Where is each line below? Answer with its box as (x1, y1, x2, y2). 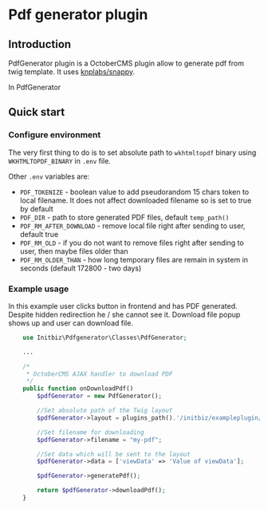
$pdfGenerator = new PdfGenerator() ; (37, 393, 162, 400)
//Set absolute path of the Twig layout (37, 407, 173, 415)
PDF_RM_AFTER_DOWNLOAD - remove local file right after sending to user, (19, 221, 246, 231)
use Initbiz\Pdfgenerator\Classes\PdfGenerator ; (22, 333, 187, 341)
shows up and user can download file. (8, 318, 134, 328)
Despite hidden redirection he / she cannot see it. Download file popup (8, 310, 241, 319)
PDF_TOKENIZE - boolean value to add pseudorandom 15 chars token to (19, 187, 250, 196)
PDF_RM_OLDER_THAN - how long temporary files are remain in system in (19, 254, 249, 264)
